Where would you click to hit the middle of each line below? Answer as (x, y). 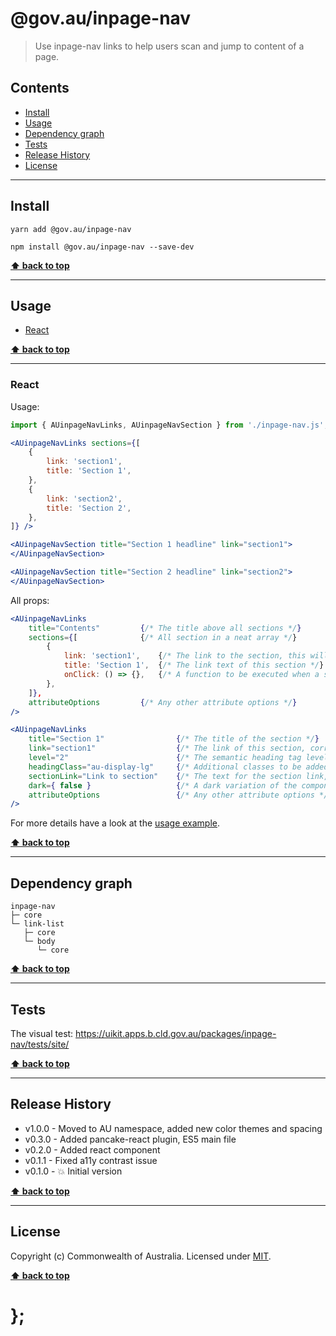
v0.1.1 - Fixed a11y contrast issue (91, 1160)
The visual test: (42, 1033)
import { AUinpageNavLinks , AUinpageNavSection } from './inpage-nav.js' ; (169, 425)
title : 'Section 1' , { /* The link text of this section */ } (194, 665)
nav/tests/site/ (40, 1044)
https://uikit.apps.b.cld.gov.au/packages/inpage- (176, 1033)
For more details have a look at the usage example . (115, 823)
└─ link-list (37, 924)
